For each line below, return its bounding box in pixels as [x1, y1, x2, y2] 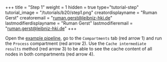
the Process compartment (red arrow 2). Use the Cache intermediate [5, 40, 146, 46]
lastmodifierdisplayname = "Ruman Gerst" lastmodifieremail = [5, 20, 133, 26]
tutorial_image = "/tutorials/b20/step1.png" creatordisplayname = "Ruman [5, 9, 157, 15]
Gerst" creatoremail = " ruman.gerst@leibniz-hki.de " [5, 15, 113, 20]
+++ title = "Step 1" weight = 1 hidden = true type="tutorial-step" [5, 4, 139, 10]
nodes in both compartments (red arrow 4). [5, 51, 95, 57]
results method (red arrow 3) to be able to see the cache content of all [5, 46, 152, 51]
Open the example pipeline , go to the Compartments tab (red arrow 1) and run [5, 35, 162, 41]
